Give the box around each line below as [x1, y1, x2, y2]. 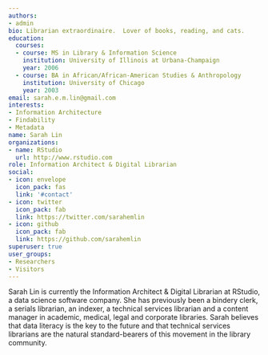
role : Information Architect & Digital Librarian [8, 161, 178, 169]
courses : [15, 42, 45, 50]
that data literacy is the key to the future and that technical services [8, 321, 230, 331]
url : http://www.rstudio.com [15, 153, 113, 161]
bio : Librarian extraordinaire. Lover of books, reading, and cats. [8, 26, 246, 34]
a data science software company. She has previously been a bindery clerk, [8, 296, 258, 305]
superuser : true [8, 243, 62, 251]
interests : [8, 101, 45, 109]
